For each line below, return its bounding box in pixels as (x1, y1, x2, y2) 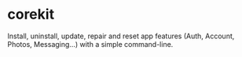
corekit (7, 5, 55, 23)
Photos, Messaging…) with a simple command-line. (7, 39, 174, 48)
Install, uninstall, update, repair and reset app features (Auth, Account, (7, 31, 235, 41)
